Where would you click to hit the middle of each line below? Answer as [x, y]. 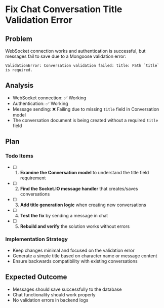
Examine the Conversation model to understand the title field [85, 172]
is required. [19, 70]
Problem [19, 39]
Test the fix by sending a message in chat [64, 215]
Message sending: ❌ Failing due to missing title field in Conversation [86, 109]
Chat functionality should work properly [54, 294]
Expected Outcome [36, 277]
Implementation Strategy [37, 239]
